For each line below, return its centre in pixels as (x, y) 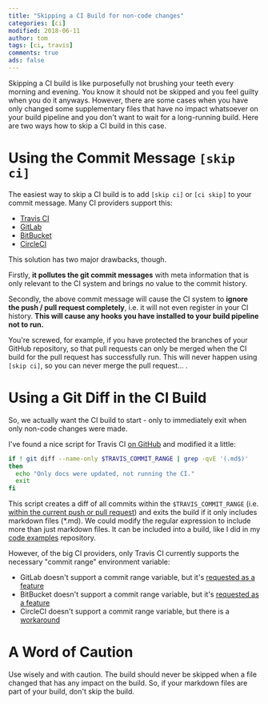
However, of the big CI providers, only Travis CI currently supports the (124, 553)
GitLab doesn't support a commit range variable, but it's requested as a (137, 577)
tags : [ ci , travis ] (41, 46)
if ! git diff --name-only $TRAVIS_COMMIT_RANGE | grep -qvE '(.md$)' (128, 459)
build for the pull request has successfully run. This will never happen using (133, 356)
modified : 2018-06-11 (44, 30)
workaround (40, 620)
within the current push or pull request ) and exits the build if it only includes (133, 513)
